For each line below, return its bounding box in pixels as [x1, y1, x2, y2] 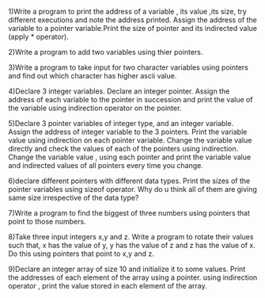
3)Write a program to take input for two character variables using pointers [8, 63, 249, 72]
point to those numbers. [8, 217, 86, 226]
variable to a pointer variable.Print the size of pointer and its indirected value [8, 24, 257, 32]
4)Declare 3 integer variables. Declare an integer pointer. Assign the [8, 86, 230, 96]
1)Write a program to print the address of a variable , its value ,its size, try [8, 7, 247, 16]
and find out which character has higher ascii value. [8, 71, 177, 80]
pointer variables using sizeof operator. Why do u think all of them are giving [8, 185, 257, 193]
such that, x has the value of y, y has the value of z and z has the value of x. [8, 241, 256, 250]
